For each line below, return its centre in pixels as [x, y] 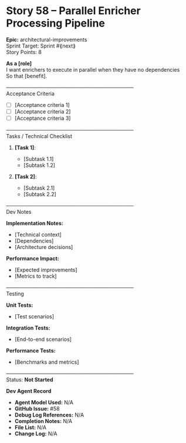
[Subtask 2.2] [40, 194]
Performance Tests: [31, 351]
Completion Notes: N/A [43, 421]
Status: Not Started [30, 380]
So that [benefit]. [27, 76]
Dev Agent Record [29, 391]
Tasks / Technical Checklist [39, 136]
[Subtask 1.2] [39, 165]
